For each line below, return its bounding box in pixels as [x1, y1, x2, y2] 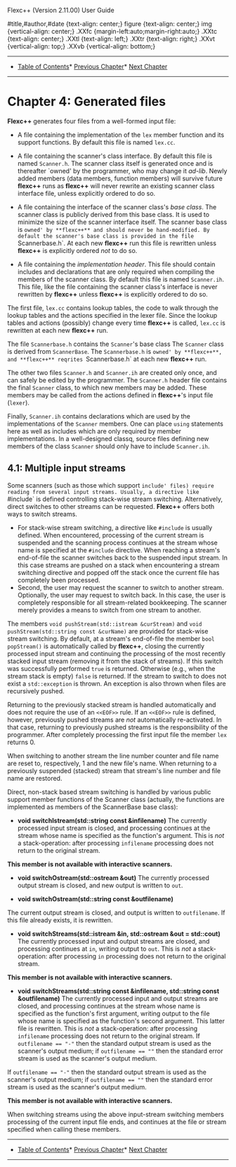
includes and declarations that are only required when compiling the [17, 267, 215, 276]
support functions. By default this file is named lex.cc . [17, 137, 176, 147]
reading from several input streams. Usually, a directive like [7, 488, 199, 495]
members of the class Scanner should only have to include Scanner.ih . [7, 442, 210, 450]
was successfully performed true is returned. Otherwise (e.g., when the [7, 664, 216, 672]
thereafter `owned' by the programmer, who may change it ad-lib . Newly [17, 166, 228, 175]
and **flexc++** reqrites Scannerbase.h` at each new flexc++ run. [7, 354, 207, 363]
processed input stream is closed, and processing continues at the [17, 824, 211, 832]
